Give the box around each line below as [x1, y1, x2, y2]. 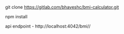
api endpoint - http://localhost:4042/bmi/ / [5, 23, 91, 29]
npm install [5, 14, 28, 19]
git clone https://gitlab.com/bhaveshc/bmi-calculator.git [5, 4, 119, 10]
